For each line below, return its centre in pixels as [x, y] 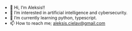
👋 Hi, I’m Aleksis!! [27, 8]
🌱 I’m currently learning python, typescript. [53, 18]
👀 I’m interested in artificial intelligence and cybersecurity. [68, 13]
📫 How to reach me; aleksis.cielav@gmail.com [58, 23]
